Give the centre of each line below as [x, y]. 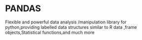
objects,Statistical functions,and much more [50, 32]
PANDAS [23, 9]
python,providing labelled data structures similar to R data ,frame [71, 27]
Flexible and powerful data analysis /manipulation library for [66, 22]
